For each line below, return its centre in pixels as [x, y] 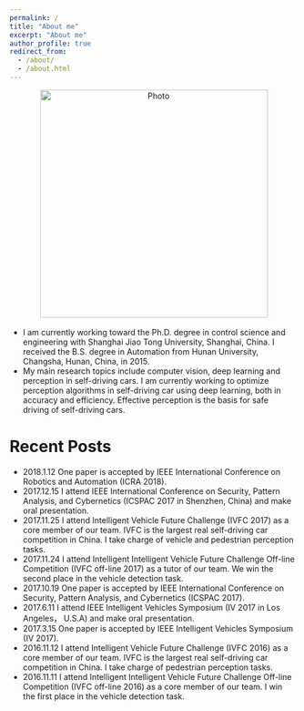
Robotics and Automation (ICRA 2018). [94, 481]
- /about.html [44, 69]
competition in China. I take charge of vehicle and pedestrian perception [158, 540]
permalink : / [34, 18]
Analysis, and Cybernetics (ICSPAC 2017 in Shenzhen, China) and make [157, 500]
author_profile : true [51, 43]
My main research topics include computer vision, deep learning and [151, 371]
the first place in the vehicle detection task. [103, 696]
